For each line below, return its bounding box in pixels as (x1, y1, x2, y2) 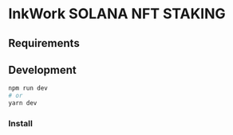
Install (8, 118, 34, 129)
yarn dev (8, 99, 38, 107)
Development (8, 63, 77, 76)
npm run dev (8, 84, 48, 92)
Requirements (8, 37, 80, 50)
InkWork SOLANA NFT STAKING (8, 5, 226, 23)
